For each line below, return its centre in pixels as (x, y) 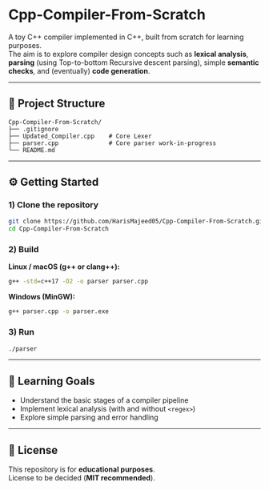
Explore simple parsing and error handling (89, 417)
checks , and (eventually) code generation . (79, 70)
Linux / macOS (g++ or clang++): (64, 267)
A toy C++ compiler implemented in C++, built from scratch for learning (126, 37)
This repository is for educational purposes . (82, 469)
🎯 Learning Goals (52, 381)
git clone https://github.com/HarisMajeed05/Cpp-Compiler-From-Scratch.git (137, 222)
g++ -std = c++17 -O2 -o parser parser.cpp (78, 282)
